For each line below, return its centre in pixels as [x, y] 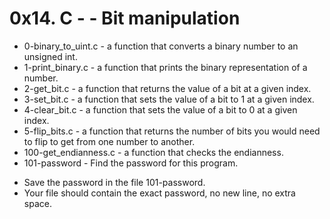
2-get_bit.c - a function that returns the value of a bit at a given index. [167, 88]
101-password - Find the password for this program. [131, 163]
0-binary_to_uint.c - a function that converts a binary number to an [161, 46]
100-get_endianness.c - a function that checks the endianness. [153, 152]
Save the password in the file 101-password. [114, 182]
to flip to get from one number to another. [109, 141]
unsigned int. [50, 56]
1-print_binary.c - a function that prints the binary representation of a [165, 67]
